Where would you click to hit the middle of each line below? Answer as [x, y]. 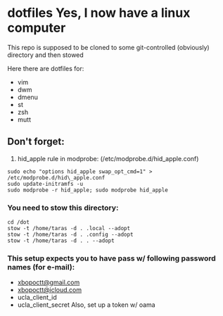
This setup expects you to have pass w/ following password [111, 258]
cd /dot [19, 222]
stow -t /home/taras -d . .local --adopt [69, 229]
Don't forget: [36, 142]
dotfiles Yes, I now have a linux [99, 13]
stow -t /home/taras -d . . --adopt [61, 241]
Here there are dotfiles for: [46, 68]
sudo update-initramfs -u [45, 184]
